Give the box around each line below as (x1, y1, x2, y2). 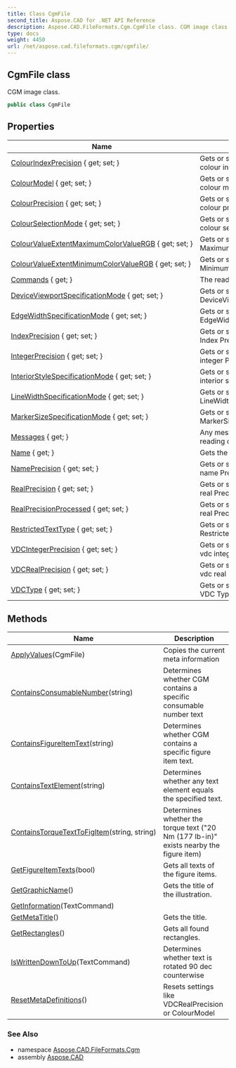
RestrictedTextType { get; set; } (11, 524, 113, 534)
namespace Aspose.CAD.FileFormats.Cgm (17, 1045, 140, 1054)
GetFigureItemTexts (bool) (11, 865, 96, 875)
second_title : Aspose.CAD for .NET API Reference (7, 17, 156, 24)
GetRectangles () (11, 928, 65, 938)
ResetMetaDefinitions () (11, 995, 88, 1005)
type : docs (7, 30, 39, 37)
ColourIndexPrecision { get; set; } (11, 157, 120, 167)
